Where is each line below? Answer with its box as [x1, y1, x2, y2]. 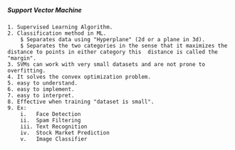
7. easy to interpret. [7, 92, 75, 99]
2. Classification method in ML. [7, 29, 107, 37]
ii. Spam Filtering [20, 117, 81, 124]
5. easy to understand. [7, 79, 78, 87]
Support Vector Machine [7, 6, 82, 14]
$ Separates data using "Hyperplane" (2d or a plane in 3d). [20, 36, 205, 43]
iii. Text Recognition [20, 123, 88, 130]
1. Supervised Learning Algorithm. [7, 23, 113, 31]
